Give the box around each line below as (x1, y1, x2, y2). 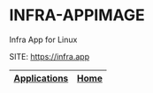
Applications (13, 72, 69, 84)
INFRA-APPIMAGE (9, 5, 146, 25)
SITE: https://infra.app (9, 51, 90, 61)
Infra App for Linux (9, 34, 78, 45)
